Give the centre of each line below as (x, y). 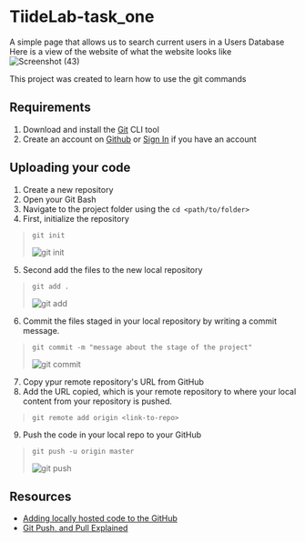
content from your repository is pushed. (97, 401)
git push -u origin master (83, 451)
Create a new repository (68, 189)
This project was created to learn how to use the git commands (128, 78)
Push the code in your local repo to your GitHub (112, 435)
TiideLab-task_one (82, 17)
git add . (51, 286)
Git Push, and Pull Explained (75, 528)
